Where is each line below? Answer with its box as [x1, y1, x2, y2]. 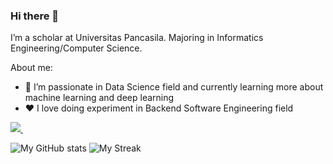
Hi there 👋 [10, 9, 60, 23]
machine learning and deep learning [24, 92, 175, 104]
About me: [10, 62, 53, 74]
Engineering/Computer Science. [10, 42, 143, 54]
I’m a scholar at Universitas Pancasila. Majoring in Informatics [10, 32, 264, 44]
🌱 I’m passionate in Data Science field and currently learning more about [24, 81, 324, 93]
